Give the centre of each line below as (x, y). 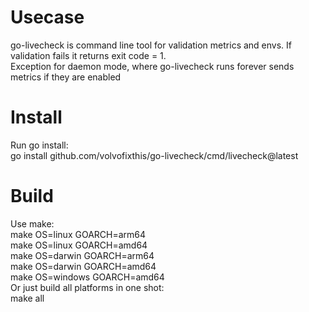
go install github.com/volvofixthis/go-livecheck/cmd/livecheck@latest (154, 155)
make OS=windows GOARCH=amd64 (87, 277)
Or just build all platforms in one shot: (87, 287)
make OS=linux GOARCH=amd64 (79, 245)
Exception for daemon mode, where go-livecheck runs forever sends (152, 66)
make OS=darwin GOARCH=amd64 (83, 266)
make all (27, 298)
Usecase (47, 17)
